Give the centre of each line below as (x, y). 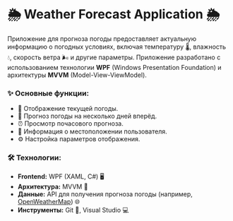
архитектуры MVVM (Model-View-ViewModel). (77, 75)
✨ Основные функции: (48, 93)
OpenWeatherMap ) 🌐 (48, 201)
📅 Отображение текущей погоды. (68, 109)
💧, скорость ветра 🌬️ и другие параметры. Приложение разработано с (114, 57)
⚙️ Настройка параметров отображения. (79, 139)
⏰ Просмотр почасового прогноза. (70, 124)
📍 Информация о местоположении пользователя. (92, 131)
